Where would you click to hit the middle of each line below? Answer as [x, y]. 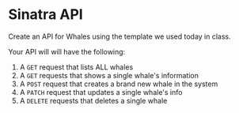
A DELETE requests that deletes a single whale [93, 100]
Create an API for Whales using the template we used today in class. [119, 36]
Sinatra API [46, 15]
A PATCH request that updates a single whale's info [101, 92]
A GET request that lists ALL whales [76, 67]
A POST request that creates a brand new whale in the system [119, 84]
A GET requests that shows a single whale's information [109, 75]
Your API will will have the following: [67, 51]
